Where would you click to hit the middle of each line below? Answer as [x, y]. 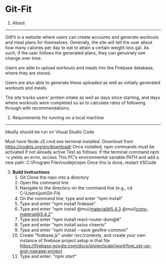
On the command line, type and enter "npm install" [71, 198]
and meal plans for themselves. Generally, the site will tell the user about [79, 42]
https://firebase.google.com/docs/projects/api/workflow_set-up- [85, 246]
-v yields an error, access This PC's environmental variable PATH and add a [82, 157]
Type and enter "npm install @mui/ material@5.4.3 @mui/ [78, 209]
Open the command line [44, 182]
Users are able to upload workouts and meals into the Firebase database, [80, 67]
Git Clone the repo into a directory [54, 177]
